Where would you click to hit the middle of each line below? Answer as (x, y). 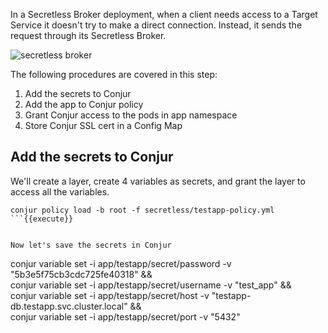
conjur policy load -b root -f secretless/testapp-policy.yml (142, 210)
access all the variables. (60, 191)
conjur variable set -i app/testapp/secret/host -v (110, 295)
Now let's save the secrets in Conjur (91, 245)
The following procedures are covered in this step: (114, 74)
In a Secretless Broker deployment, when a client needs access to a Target (164, 14)
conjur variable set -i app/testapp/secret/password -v (121, 263)
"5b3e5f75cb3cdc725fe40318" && (81, 274)
